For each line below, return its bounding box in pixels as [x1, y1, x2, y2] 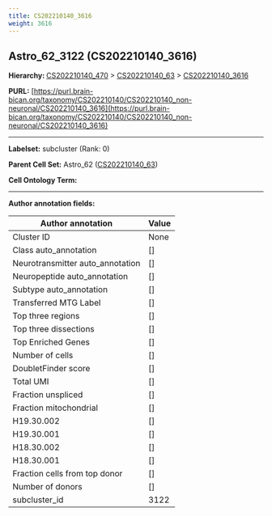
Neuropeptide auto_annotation [12, 271, 128, 282]
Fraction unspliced [12, 389, 83, 400]
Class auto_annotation [12, 244, 97, 256]
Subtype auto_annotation [12, 284, 108, 295]
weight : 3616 [8, 19, 53, 27]
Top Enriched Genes [12, 336, 91, 348]
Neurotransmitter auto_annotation [12, 258, 141, 269]
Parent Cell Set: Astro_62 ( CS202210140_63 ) [8, 159, 159, 170]
